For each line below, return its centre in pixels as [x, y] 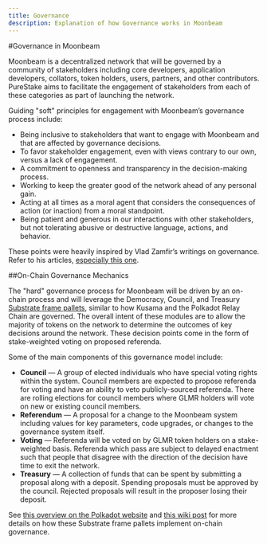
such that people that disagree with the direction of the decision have [134, 457]
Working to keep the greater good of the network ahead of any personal [138, 185]
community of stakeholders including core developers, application [117, 69]
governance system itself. [62, 432]
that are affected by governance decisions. [90, 143]
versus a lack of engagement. [69, 159]
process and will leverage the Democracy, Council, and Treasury [134, 299]
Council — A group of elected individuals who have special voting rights [138, 372]
